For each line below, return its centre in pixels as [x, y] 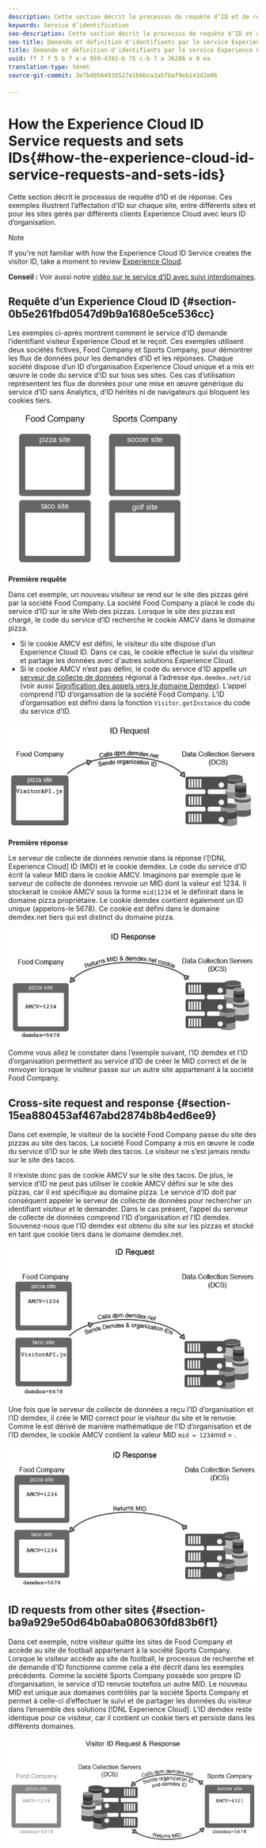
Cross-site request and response [91, 1103]
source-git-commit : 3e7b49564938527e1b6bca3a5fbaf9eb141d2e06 [113, 75]
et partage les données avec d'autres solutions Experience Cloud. [127, 661]
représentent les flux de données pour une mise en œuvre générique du [126, 384]
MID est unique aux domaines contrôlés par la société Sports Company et [129, 1692]
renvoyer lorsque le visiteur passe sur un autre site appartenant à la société [131, 1070]
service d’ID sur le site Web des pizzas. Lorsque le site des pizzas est [122, 611]
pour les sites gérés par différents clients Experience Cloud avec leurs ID [127, 214]
